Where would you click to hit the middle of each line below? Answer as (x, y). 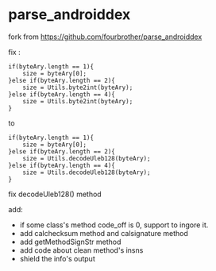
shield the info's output (57, 258)
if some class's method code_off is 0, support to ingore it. (114, 225)
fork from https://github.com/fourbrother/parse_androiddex (105, 37)
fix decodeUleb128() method (55, 194)
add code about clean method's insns (81, 250)
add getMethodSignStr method (70, 242)
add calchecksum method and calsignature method (104, 233)
